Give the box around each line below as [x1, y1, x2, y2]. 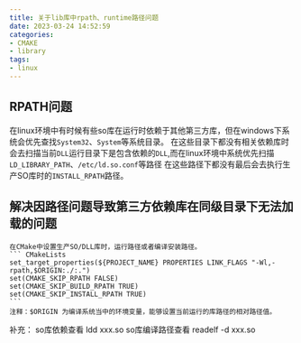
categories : [9, 30, 54, 39]
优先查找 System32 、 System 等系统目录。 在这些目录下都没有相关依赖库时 [24, 136, 290, 147]
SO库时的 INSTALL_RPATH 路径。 [16, 170, 129, 181]
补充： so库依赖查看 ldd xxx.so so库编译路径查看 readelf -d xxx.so [9, 324, 256, 335]
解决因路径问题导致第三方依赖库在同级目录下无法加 [9, 199, 294, 215]
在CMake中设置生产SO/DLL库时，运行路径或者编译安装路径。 [9, 242, 202, 251]
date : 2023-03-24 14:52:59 [9, 22, 111, 31]
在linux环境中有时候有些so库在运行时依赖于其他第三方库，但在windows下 [9, 125, 282, 135]
